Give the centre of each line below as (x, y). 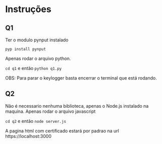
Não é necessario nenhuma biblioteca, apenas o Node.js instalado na (77, 106)
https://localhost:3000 (28, 136)
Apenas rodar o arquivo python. (38, 58)
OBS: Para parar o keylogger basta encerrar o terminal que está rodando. (81, 78)
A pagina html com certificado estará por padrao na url (62, 131)
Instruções (28, 9)
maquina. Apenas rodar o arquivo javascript (50, 111)
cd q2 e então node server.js (36, 121)
